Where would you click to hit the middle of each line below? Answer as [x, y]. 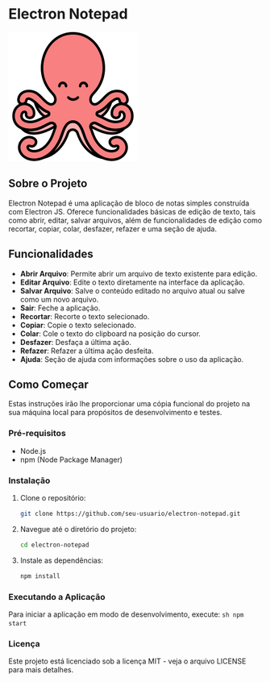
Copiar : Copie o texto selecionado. [78, 325]
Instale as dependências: [61, 560]
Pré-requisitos [37, 434]
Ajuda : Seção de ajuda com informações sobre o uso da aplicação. [132, 359]
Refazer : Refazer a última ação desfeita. [87, 351]
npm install [40, 576]
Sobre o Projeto [48, 183]
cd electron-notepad [54, 545]
